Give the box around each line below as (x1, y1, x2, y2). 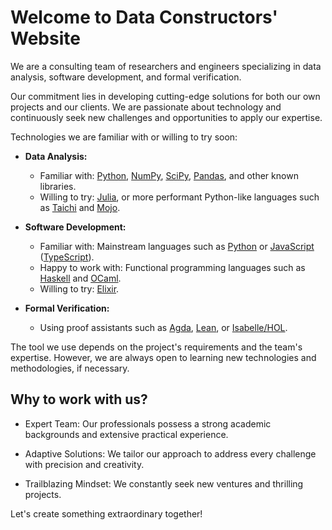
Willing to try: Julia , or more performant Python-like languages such (39, 191, 320, 203)
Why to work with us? (10, 391, 148, 408)
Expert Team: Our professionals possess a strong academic (24, 417, 272, 430)
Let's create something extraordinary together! (10, 507, 203, 520)
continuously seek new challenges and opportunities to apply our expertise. (10, 111, 323, 123)
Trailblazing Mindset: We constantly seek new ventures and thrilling (24, 477, 304, 490)
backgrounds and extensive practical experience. (24, 428, 229, 440)
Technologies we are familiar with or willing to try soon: (10, 131, 238, 143)
